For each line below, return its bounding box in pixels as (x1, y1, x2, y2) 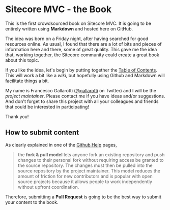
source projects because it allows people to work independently (17, 179, 153, 185)
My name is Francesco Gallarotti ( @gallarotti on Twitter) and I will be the (5, 87, 157, 93)
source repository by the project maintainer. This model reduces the (17, 167, 161, 173)
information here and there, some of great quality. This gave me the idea (5, 46, 157, 52)
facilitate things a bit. (5, 78, 49, 84)
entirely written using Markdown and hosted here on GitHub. (5, 25, 133, 31)
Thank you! (5, 113, 29, 120)
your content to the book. (5, 199, 59, 205)
